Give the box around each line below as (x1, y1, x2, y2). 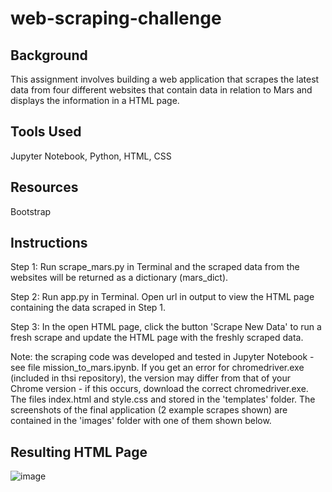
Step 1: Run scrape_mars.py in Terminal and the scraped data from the (10, 261, 300, 273)
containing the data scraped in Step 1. (10, 302, 167, 314)
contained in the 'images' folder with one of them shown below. (10, 415, 272, 427)
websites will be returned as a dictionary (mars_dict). (10, 272, 229, 284)
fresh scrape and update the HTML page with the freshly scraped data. (10, 332, 304, 344)
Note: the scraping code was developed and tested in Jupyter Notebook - (10, 351, 315, 363)
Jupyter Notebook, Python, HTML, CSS (10, 150, 172, 162)
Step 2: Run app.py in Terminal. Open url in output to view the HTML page (10, 291, 315, 303)
